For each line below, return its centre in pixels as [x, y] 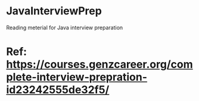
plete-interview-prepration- [77, 77]
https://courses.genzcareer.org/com [99, 65]
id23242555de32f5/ [58, 90]
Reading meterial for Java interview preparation [65, 27]
